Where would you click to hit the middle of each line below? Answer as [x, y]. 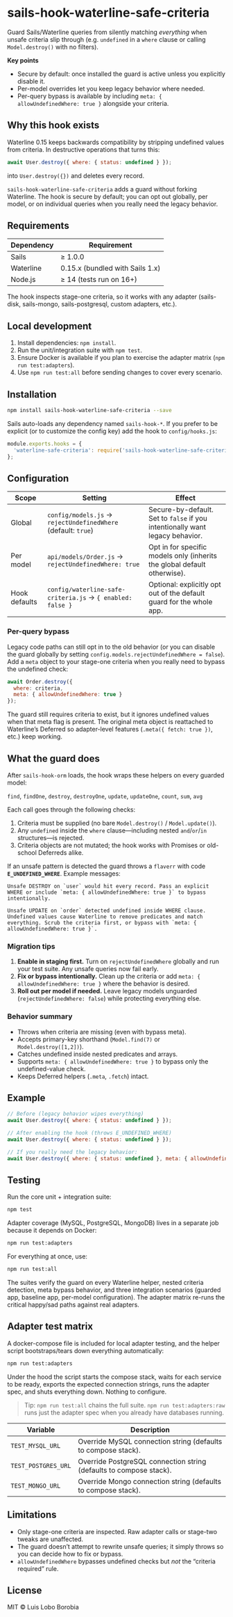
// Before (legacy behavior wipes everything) [76, 1114]
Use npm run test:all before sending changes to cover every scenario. [120, 372]
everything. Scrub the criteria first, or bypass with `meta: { [102, 923]
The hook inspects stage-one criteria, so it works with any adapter [102, 297]
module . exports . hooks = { [44, 443]
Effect [185, 498]
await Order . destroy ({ [40, 681]
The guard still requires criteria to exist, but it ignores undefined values [108, 714]
